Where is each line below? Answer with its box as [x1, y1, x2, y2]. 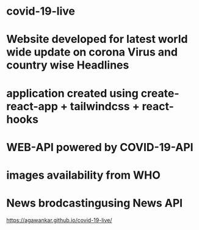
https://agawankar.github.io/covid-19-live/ [6, 216, 112, 224]
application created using [6, 86, 139, 100]
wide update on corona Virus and [6, 45, 178, 59]
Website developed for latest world [6, 32, 188, 46]
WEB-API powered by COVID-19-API [6, 140, 194, 154]
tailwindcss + [70, 99, 140, 113]
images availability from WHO [6, 168, 161, 182]
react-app [6, 99, 58, 113]
